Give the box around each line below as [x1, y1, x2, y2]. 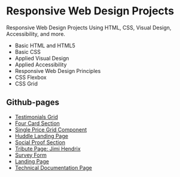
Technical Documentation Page [14, 164, 93, 171]
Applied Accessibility [14, 61, 67, 68]
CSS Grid [14, 80, 38, 87]
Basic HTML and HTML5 [14, 42, 76, 49]
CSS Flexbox [14, 74, 47, 81]
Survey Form [14, 151, 47, 158]
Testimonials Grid [14, 113, 58, 120]
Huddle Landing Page [14, 132, 69, 139]
